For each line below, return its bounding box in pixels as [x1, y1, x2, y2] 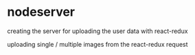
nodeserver [7, 4, 76, 20]
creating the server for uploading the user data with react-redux [7, 27, 188, 35]
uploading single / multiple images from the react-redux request [7, 40, 188, 48]
